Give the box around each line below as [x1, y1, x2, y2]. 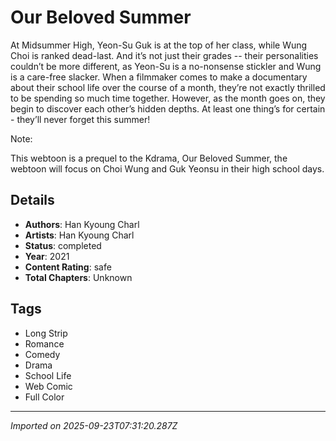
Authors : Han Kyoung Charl [24, 218, 140, 230]
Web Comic [24, 380, 73, 392]
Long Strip [24, 327, 68, 339]
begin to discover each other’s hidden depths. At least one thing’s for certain [10, 102, 326, 115]
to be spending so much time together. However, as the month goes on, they [10, 92, 326, 104]
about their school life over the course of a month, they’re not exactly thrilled [10, 81, 326, 93]
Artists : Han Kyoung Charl [24, 229, 135, 241]
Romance [24, 337, 65, 350]
